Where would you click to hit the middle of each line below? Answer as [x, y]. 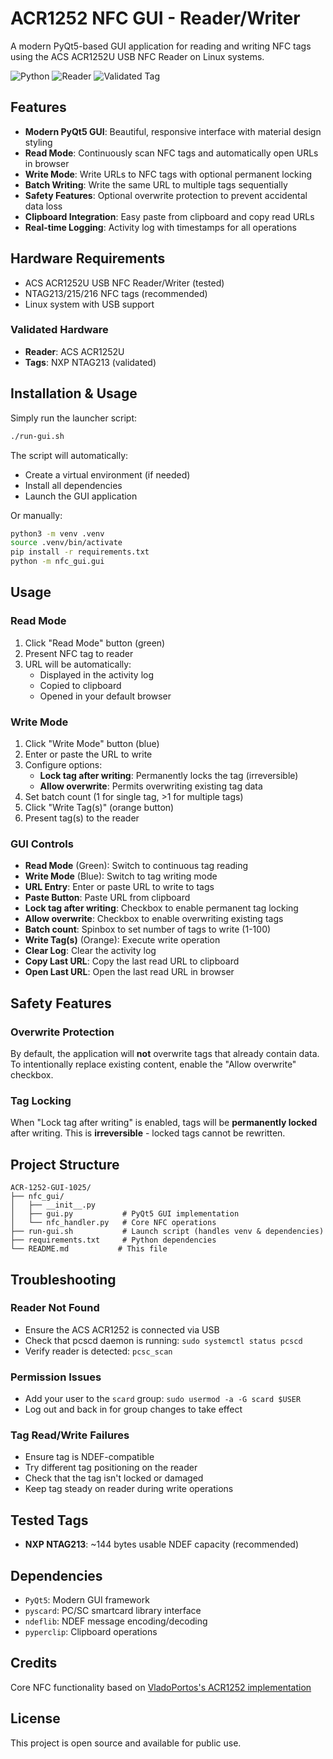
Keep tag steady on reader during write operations [129, 1489]
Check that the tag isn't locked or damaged [114, 1478]
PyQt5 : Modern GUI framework [87, 1600]
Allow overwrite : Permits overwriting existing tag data [151, 786]
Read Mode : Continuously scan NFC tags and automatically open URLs [171, 153]
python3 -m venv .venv [57, 533]
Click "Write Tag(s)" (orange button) [99, 808]
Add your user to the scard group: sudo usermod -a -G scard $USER [163, 1399]
